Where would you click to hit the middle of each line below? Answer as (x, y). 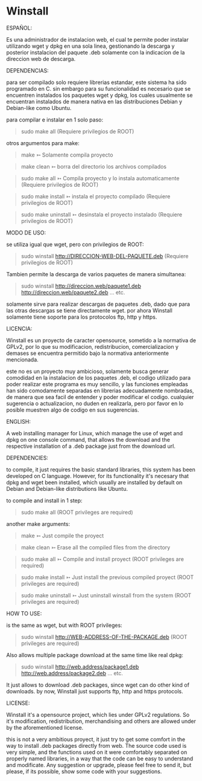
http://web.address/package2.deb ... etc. (72, 673)
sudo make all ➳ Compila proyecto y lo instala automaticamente (100, 178)
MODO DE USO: (26, 232)
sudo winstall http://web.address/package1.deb (80, 667)
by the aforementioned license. (45, 727)
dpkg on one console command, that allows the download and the (88, 439)
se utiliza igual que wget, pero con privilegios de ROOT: (75, 244)
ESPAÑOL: (19, 28)
